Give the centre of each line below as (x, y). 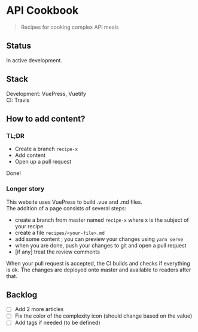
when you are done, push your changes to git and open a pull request (100, 245)
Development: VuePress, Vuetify (46, 93)
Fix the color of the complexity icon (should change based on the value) (103, 316)
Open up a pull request (43, 162)
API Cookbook (42, 10)
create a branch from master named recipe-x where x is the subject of (102, 220)
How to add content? (46, 118)
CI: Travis (18, 100)
